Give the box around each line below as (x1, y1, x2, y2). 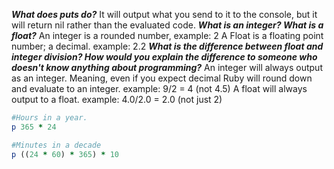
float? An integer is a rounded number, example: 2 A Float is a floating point (11, 30, 324, 41)
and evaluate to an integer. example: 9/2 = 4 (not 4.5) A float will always (11, 83, 308, 94)
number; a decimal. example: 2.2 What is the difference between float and (11, 40, 324, 52)
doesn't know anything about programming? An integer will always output (11, 62, 323, 73)
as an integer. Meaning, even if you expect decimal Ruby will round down (11, 72, 313, 84)
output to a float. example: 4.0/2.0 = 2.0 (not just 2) (11, 94, 223, 105)
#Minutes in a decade (11, 140, 102, 150)
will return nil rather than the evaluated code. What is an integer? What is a (11, 19, 324, 31)
